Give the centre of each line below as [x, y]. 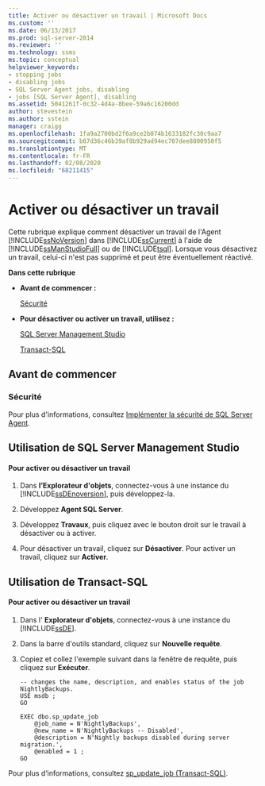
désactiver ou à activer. [58, 534]
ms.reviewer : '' [35, 45]
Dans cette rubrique [42, 272]
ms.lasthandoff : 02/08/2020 [55, 164]
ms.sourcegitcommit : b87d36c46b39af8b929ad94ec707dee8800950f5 [115, 141]
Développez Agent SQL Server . [71, 510]
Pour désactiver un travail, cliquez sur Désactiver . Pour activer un [127, 549]
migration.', [41, 744]
